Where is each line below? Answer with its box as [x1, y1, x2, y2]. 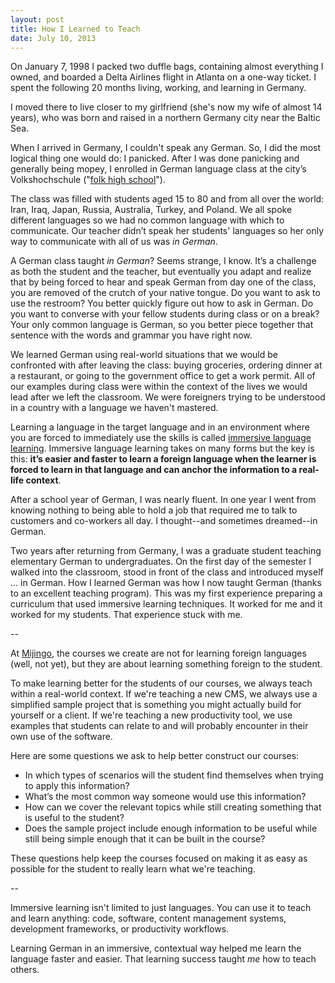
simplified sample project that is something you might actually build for [10, 699, 302, 711]
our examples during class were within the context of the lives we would [10, 381, 308, 393]
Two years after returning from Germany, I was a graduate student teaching [10, 545, 322, 557]
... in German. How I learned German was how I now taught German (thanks [10, 577, 322, 589]
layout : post [10, 14, 65, 25]
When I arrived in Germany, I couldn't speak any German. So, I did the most [10, 142, 322, 154]
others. [10, 964, 40, 976]
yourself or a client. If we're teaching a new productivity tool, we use [10, 709, 293, 721]
